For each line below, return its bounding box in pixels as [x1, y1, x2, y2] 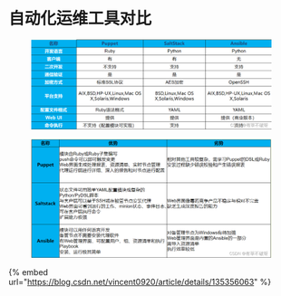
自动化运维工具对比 [8, 8, 152, 29]
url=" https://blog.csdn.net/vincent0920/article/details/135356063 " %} [8, 276, 272, 287]
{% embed [8, 266, 49, 277]
